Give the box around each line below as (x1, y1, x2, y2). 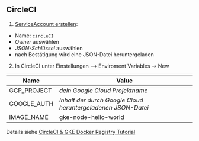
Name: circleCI (14, 32, 54, 39)
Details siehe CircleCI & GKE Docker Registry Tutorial (6, 128, 136, 135)
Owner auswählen (14, 38, 59, 45)
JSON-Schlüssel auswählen (14, 44, 83, 52)
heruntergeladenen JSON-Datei (59, 103, 149, 111)
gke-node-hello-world (59, 113, 124, 121)
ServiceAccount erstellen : (14, 20, 78, 27)
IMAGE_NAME (9, 113, 49, 121)
